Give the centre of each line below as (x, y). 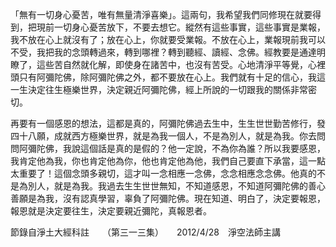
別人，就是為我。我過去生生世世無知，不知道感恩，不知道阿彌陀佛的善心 (176, 186)
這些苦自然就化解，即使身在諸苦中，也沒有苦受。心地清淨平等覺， (172, 64)
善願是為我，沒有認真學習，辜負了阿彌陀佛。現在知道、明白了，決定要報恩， (168, 198)
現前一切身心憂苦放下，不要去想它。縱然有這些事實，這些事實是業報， (181, 27)
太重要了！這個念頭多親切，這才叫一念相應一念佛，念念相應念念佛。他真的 (163, 173)
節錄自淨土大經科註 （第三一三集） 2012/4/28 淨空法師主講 (145, 232)
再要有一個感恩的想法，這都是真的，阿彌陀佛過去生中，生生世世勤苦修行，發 (168, 123)
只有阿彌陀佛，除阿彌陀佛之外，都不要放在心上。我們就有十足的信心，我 (167, 77)
